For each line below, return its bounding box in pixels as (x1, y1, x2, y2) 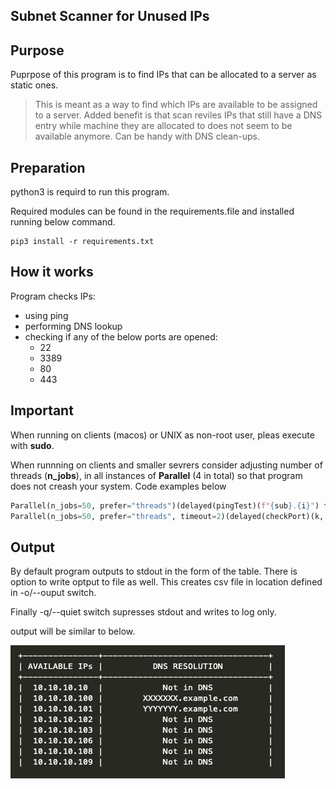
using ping (24, 309, 69, 321)
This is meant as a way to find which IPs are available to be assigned (34, 99, 318, 111)
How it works (10, 264, 94, 281)
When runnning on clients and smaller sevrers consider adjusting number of (10, 459, 323, 471)
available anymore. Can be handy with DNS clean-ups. (34, 130, 261, 143)
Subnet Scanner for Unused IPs (10, 8, 210, 25)
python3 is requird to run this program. (10, 186, 170, 198)
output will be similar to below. (10, 625, 136, 638)
